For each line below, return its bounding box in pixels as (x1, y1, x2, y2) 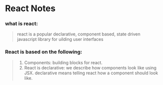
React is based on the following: (5, 49, 83, 55)
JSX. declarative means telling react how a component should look (24, 70, 158, 76)
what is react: (5, 20, 38, 27)
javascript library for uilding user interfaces (17, 36, 104, 42)
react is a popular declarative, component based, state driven (17, 31, 141, 37)
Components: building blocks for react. (24, 59, 103, 66)
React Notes (5, 3, 56, 14)
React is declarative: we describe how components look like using (24, 65, 157, 70)
